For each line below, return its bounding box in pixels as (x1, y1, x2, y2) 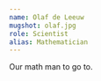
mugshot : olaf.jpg (9, 21, 76, 30)
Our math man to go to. (9, 62, 94, 72)
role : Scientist (9, 29, 69, 38)
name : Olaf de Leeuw (9, 12, 85, 22)
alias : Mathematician (9, 37, 89, 47)
